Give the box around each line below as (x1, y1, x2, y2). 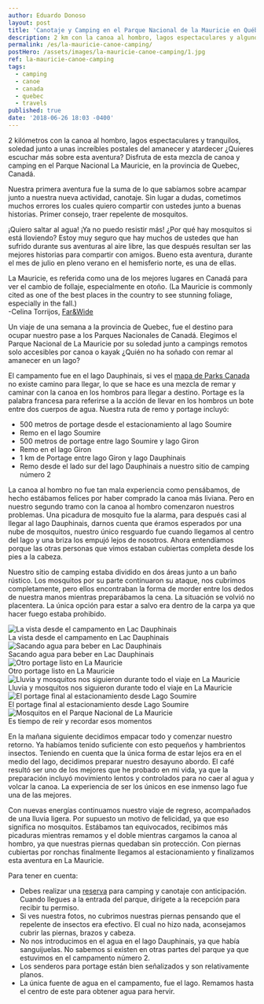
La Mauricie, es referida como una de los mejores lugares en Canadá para (8, 273, 247, 283)
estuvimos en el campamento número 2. (19, 953, 151, 962)
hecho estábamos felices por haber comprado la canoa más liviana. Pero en (8, 493, 255, 502)
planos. (19, 969, 44, 979)
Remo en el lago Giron (19, 444, 92, 454)
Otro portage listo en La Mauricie (8, 666, 115, 676)
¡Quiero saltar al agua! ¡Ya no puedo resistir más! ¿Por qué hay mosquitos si (8, 224, 252, 234)
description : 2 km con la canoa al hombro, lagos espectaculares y (8, 33, 234, 42)
